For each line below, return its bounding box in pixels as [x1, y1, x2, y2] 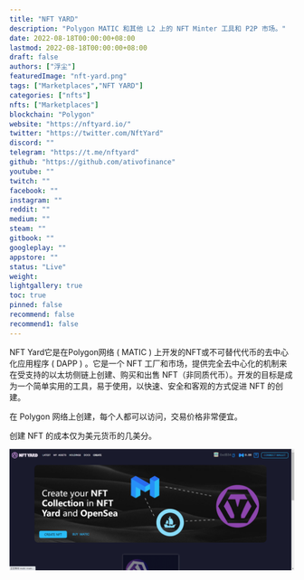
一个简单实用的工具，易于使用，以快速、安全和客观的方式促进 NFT [16, 380, 265, 391]
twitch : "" [9, 176, 51, 185]
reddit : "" [9, 205, 51, 214]
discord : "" [9, 138, 54, 148]
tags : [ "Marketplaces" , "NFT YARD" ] [9, 81, 144, 90]
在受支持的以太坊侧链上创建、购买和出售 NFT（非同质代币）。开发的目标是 [9, 369, 285, 379]
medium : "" [9, 215, 51, 224]
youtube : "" [9, 167, 54, 176]
